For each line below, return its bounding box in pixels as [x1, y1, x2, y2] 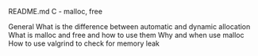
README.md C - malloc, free [8, 7, 103, 16]
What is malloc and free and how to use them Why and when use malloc [8, 31, 245, 39]
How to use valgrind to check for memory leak [8, 39, 160, 48]
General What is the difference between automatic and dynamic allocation [8, 22, 251, 31]
